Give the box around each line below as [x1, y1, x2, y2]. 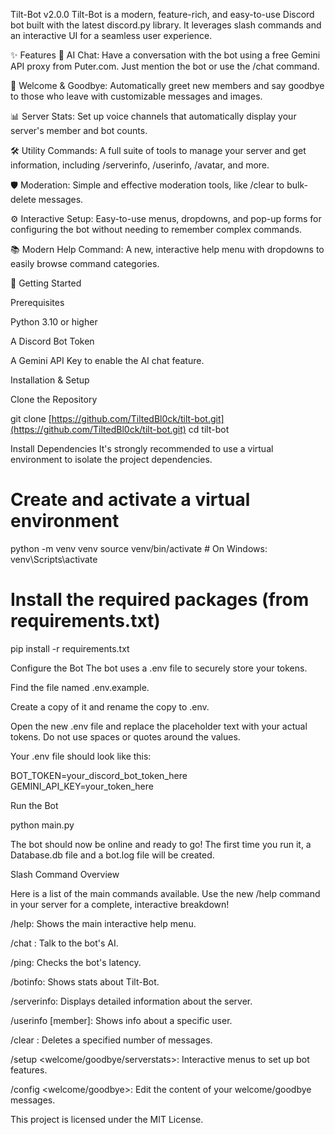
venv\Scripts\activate [10, 553, 98, 565]
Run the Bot [10, 799, 59, 811]
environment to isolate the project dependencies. [10, 454, 213, 465]
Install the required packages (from [10, 589, 310, 611]
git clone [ [10, 413, 52, 424]
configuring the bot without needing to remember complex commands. [10, 224, 303, 235]
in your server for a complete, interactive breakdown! [10, 898, 230, 910]
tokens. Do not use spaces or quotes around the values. [10, 730, 241, 743]
